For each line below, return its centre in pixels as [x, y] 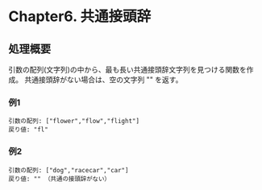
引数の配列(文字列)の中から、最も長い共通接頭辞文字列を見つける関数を [128, 70]
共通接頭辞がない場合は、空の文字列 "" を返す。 [103, 80]
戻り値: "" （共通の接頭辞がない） [60, 179]
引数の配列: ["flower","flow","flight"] [74, 122]
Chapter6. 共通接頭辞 [80, 17]
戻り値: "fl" [28, 130]
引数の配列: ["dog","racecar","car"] [69, 170]
